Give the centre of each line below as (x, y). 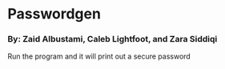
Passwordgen (54, 14)
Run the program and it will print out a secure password (99, 56)
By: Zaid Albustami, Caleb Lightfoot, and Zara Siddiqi (112, 39)
